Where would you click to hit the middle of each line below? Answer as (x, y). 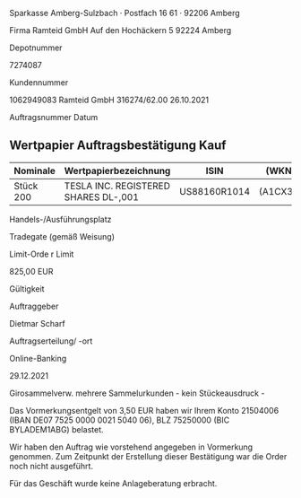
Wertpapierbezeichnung (117, 170)
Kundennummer (39, 83)
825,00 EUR (31, 271)
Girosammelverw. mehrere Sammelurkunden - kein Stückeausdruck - (137, 393)
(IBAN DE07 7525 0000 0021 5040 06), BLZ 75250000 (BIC (120, 420)
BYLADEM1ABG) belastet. (56, 429)
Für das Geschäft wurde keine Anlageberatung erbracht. (113, 483)
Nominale (35, 170)
